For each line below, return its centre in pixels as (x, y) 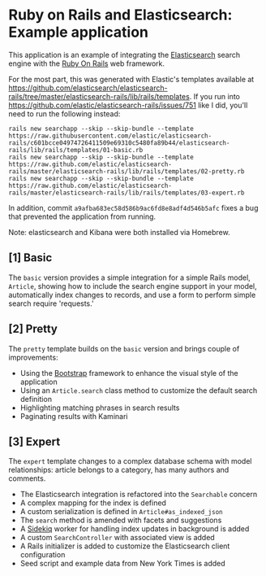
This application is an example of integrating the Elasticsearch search (124, 55)
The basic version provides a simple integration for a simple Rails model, (130, 277)
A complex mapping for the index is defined (93, 503)
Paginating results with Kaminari (74, 416)
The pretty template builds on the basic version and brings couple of (124, 348)
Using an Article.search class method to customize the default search (139, 390)
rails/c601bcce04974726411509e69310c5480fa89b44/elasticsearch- (119, 143)
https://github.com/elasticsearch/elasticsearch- (88, 88)
